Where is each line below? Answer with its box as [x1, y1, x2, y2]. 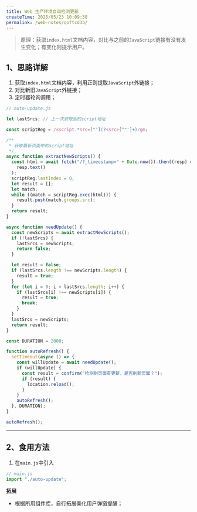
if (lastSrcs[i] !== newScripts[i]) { [16, 289, 111, 295]
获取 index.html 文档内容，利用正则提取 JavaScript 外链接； [14, 79, 155, 86]
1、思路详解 [6, 62, 49, 72]
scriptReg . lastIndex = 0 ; [11, 175, 75, 181]
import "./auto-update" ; [6, 476, 67, 482]
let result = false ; [11, 262, 62, 268]
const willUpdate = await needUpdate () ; [16, 360, 117, 365]
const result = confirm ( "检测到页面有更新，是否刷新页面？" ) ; [21, 370, 163, 376]
